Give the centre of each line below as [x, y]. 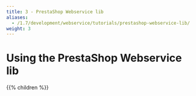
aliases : [17, 17]
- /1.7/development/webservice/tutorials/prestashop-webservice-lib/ [101, 23]
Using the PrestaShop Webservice [94, 58]
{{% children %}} [28, 88]
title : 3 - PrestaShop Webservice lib [55, 12]
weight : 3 [19, 28]
